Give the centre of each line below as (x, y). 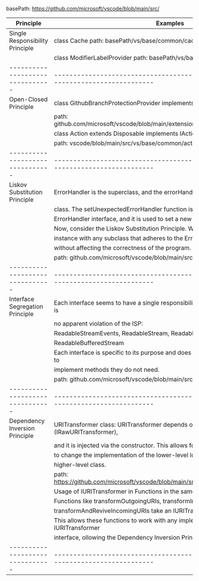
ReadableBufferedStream (89, 343)
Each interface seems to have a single (107, 303)
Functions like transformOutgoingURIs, (107, 501)
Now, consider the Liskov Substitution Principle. (120, 228)
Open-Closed (28, 99)
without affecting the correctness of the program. (122, 248)
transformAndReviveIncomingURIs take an (113, 511)
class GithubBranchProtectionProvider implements (124, 103)
